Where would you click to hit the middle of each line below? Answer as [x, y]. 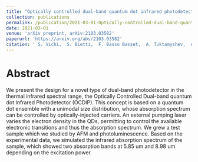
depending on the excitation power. [49, 152]
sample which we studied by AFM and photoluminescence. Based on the [94, 134]
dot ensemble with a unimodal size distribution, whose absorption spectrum [98, 108]
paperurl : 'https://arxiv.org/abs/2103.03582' [64, 39]
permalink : [19, 22]
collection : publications [38, 17]
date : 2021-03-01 [27, 28]
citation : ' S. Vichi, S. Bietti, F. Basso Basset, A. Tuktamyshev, [96, 45]
